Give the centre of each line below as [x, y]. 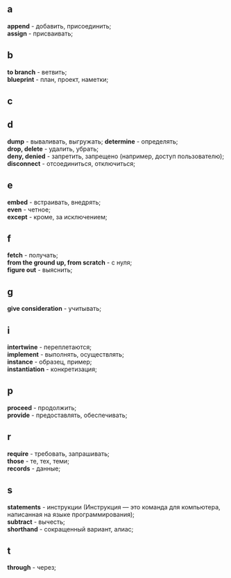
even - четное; [29, 210]
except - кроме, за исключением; [57, 216]
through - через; [32, 568]
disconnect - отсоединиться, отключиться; [71, 163]
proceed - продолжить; [42, 407]
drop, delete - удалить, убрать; [53, 148]
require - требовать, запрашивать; [58, 453]
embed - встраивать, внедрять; [54, 202]
